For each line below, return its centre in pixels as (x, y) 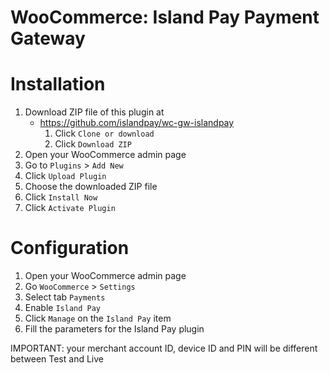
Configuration (70, 248)
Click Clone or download (104, 133)
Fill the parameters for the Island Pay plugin (114, 329)
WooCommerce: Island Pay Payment (165, 17)
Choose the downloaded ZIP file (91, 187)
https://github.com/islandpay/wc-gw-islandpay (137, 123)
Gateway (48, 38)
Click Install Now (61, 197)
